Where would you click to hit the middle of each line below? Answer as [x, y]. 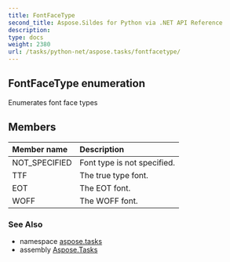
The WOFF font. [109, 201]
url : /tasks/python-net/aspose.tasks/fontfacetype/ [94, 52]
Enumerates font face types [53, 102]
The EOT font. [105, 187]
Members [32, 127]
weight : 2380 [29, 45]
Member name [40, 149]
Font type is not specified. [127, 162]
